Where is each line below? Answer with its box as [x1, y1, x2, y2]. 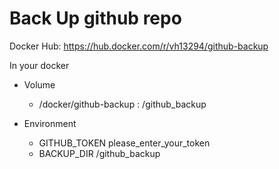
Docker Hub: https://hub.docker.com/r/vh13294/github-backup [9, 40, 269, 52]
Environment [23, 117, 77, 129]
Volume [23, 78, 56, 91]
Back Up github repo [9, 7, 182, 30]
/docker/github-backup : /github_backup [38, 98, 207, 110]
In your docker [9, 59, 70, 71]
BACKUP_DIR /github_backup [38, 147, 161, 159]
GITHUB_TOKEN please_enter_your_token [38, 137, 211, 149]
